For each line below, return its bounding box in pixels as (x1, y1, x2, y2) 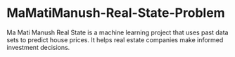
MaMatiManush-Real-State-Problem (6, 5, 226, 21)
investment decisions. (6, 43, 70, 51)
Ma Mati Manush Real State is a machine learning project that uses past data (6, 28, 229, 37)
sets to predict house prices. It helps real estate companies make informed (6, 35, 224, 44)
